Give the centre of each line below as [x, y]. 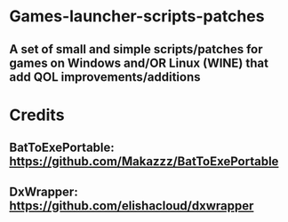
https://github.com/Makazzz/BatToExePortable [144, 162]
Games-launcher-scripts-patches [137, 16]
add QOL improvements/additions [105, 77]
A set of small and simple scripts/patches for [136, 49]
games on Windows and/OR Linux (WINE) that [139, 63]
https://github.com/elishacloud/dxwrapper [132, 206]
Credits [37, 115]
